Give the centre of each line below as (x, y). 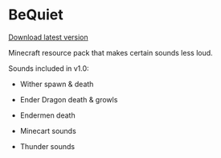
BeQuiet (36, 15)
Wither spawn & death (57, 84)
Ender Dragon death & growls (69, 99)
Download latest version (48, 37)
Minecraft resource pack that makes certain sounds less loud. (110, 52)
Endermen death (47, 115)
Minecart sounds (48, 131)
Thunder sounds (47, 146)
